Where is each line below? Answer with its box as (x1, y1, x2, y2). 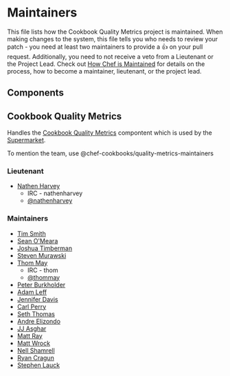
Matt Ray (16, 331, 43, 340)
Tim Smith (16, 229, 46, 238)
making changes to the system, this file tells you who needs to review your (7, 34, 218, 43)
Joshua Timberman (16, 244, 73, 252)
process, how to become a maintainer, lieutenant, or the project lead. (7, 67, 202, 75)
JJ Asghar (16, 324, 47, 333)
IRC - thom (27, 266, 58, 274)
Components (7, 87, 64, 99)
